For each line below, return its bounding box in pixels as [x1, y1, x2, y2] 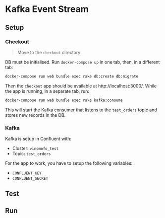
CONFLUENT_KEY [12, 170, 42, 176]
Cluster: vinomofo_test [12, 145, 59, 151]
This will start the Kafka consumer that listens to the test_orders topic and [5, 107, 157, 113]
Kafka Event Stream [5, 3, 89, 15]
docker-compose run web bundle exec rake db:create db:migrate [5, 73, 139, 79]
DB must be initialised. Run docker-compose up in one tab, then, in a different [5, 59, 160, 65]
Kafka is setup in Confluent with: [5, 136, 72, 142]
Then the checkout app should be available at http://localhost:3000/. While [5, 83, 157, 89]
